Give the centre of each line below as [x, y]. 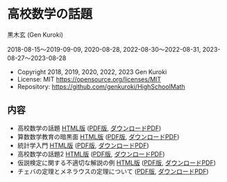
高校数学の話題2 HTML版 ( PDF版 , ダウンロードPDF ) [91, 154]
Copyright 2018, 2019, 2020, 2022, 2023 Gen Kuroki [92, 72]
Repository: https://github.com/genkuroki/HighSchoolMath [101, 87]
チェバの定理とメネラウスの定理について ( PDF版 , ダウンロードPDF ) [113, 171]
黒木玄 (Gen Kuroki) [35, 35]
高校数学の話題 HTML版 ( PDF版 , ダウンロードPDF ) [89, 128]
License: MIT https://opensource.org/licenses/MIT [89, 79]
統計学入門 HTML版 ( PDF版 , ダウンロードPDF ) [83, 145]
